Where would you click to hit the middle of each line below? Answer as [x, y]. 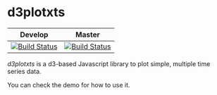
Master [87, 34]
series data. [24, 71]
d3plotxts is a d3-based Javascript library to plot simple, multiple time [109, 63]
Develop [34, 34]
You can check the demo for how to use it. [69, 84]
